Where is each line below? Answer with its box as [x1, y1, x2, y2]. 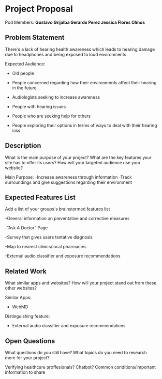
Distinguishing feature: [5, 314, 50, 319]
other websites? [5, 285, 37, 291]
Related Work [5, 267, 47, 275]
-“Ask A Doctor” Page [5, 225, 48, 231]
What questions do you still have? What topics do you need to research [5, 350, 147, 355]
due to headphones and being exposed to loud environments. [5, 51, 128, 57]
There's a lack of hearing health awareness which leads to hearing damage [5, 46, 155, 52]
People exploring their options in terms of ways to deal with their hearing [12, 122, 157, 128]
